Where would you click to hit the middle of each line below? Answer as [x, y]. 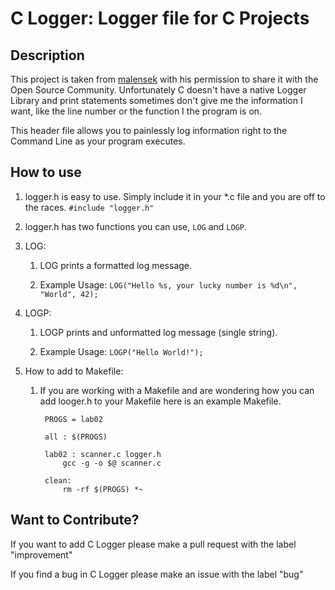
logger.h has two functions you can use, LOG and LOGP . [136, 226]
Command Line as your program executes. [98, 141]
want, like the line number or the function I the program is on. [136, 111]
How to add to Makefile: [74, 371]
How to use [46, 172]
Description [47, 55]
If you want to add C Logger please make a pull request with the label [153, 544]
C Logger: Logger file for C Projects [160, 18]
